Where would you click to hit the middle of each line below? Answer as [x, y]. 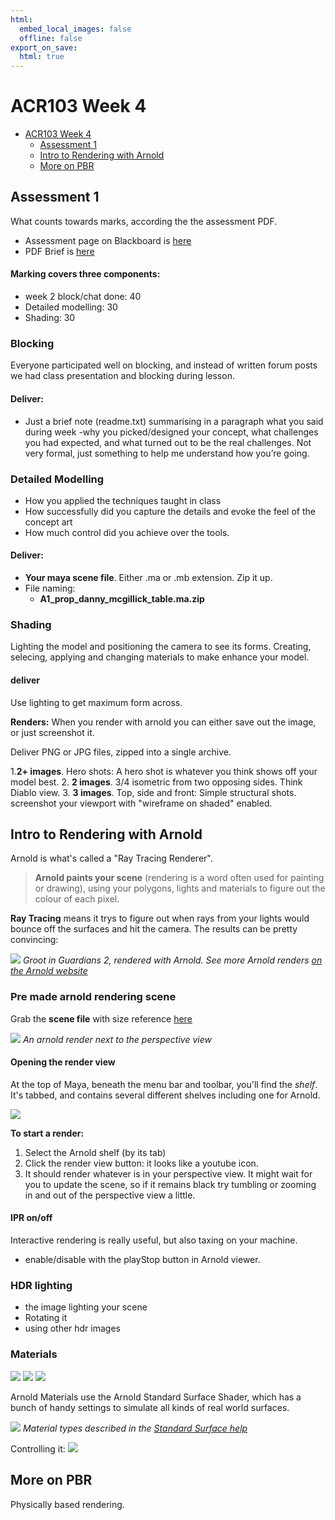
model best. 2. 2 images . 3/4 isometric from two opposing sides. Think [156, 782]
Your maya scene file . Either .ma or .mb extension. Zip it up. [148, 578]
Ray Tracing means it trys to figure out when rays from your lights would [160, 918]
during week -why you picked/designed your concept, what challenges [171, 432]
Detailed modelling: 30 [71, 307]
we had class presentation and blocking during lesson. [122, 376]
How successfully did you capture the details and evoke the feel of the [170, 511]
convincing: [34, 940]
